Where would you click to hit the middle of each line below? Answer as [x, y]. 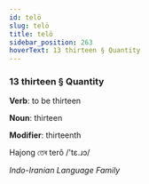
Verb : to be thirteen [45, 101]
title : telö [31, 34]
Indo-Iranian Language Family [65, 171]
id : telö [25, 17]
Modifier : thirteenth [45, 135]
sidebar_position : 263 [51, 42]
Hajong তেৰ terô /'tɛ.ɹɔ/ [50, 153]
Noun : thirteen [36, 118]
